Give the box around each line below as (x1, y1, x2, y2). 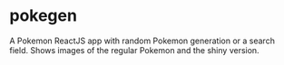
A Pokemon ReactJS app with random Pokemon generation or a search (9, 35, 275, 46)
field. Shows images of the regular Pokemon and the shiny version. (9, 44, 260, 55)
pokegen (9, 5, 77, 26)
